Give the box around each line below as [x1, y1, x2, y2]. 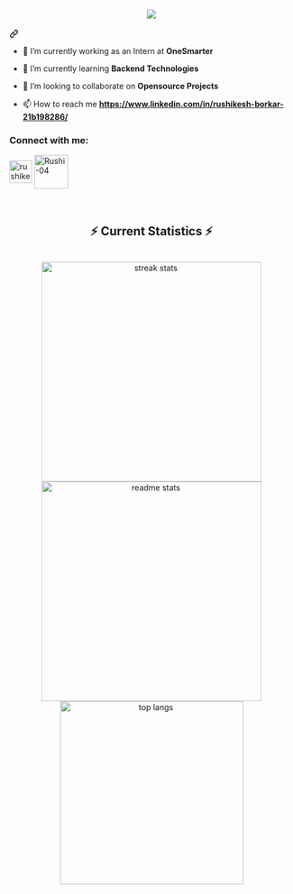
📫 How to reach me [22, 98, 97, 109]
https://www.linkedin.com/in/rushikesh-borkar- [98, 98, 284, 109]
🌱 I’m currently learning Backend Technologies [22, 63, 199, 74]
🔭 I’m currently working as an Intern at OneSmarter [22, 45, 214, 56]
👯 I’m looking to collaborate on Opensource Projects [22, 80, 219, 91]
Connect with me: [9, 133, 89, 146]
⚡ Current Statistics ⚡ [89, 223, 214, 239]
